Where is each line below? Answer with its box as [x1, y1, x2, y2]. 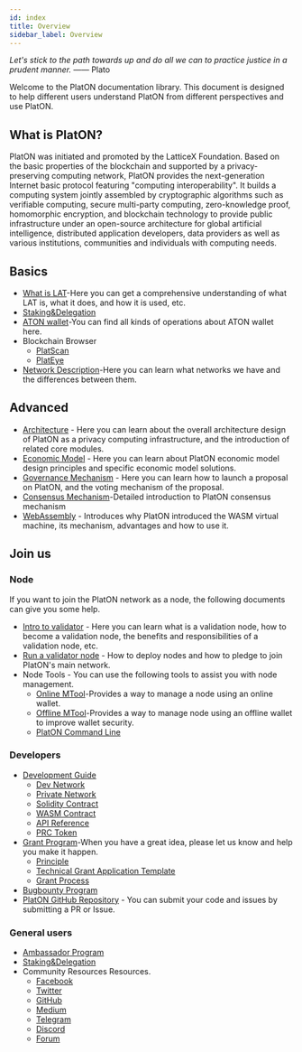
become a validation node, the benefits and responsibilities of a [22, 630, 259, 641]
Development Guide [22, 769, 96, 780]
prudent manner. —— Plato [9, 64, 111, 75]
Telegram [35, 1014, 72, 1025]
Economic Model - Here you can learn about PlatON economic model [22, 452, 279, 463]
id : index [9, 13, 47, 23]
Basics [9, 264, 48, 279]
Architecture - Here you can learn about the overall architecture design [22, 424, 287, 434]
